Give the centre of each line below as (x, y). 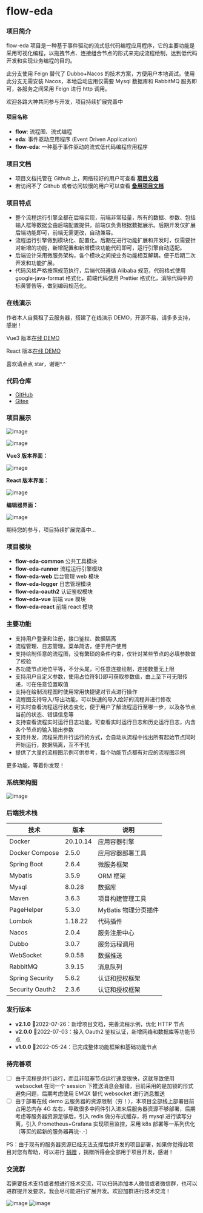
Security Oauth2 (33, 990)
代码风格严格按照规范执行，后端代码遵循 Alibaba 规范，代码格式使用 (100, 271)
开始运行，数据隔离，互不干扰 (52, 744)
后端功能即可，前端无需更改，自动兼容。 (65, 233)
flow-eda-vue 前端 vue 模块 (50, 599)
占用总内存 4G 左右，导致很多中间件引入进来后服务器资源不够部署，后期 (105, 1109)
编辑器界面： (22, 505)
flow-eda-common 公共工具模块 (56, 561)
